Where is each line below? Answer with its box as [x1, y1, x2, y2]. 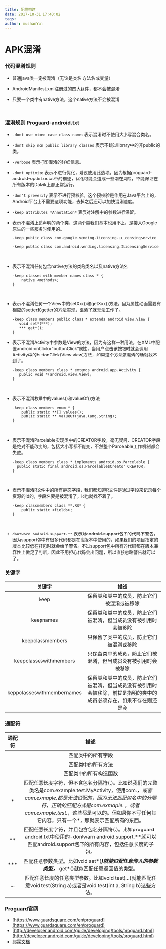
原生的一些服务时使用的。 [12, 226, 65, 232]
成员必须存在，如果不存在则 [87, 697, 152, 704]
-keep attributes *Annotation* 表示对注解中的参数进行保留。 [12, 209, 139, 215]
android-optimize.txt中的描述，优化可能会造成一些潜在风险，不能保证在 [12, 176, 158, 181]
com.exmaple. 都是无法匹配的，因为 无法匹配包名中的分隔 [24, 794, 157, 801]
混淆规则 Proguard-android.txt [5, 119, 79, 126]
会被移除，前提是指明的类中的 [87, 690, 157, 697]
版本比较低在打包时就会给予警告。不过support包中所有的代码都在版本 [12, 543, 154, 549]
